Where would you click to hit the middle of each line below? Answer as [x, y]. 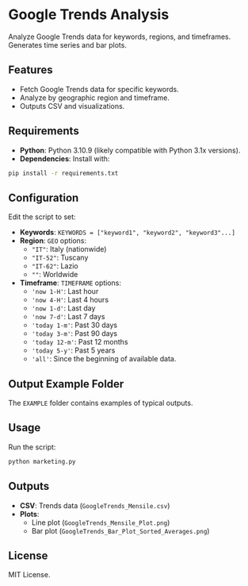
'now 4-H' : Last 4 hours [70, 300]
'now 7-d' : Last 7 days [68, 317]
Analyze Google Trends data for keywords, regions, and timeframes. [120, 37]
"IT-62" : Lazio [55, 266]
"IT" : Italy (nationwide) [69, 249]
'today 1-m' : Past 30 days [74, 325]
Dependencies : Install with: [65, 158]
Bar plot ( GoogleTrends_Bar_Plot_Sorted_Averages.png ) [120, 530]
